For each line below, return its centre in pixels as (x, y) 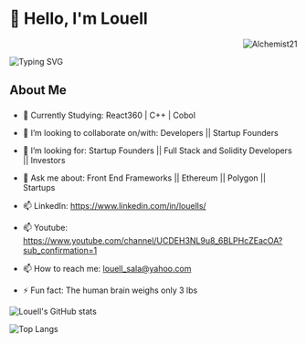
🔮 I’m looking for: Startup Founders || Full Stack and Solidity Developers (157, 151)
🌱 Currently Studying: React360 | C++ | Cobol (109, 115)
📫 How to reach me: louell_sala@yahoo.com (107, 269)
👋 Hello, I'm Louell (79, 19)
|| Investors (44, 161)
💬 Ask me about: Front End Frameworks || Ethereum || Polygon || (144, 178)
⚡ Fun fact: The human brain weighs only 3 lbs (110, 290)
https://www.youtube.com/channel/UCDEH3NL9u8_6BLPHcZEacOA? (153, 241)
